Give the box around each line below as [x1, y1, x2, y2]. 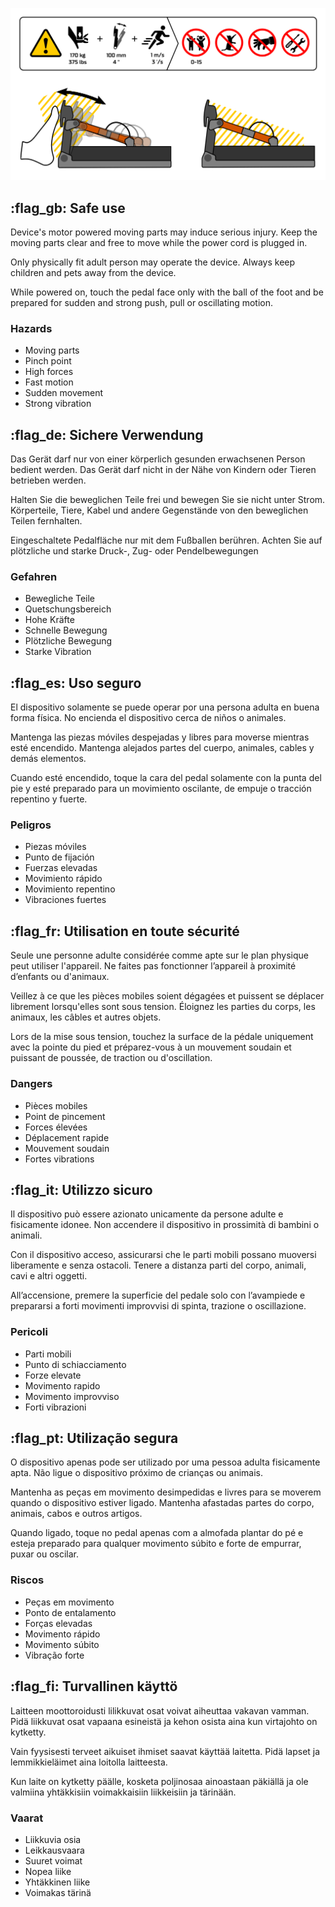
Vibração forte [24, 1649, 85, 1661]
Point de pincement [24, 1110, 106, 1122]
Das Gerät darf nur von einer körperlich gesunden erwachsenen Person [10, 453, 306, 465]
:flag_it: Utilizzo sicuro [10, 1181, 153, 1198]
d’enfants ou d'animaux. [10, 971, 110, 983]
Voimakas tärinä [24, 1886, 92, 1898]
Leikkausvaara [24, 1844, 85, 1856]
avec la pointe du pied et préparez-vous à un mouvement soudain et [10, 1041, 292, 1053]
